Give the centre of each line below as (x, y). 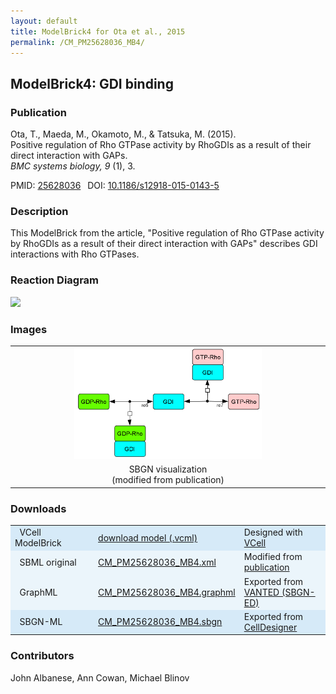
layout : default (44, 21)
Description (39, 211)
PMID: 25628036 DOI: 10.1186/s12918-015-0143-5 (115, 186)
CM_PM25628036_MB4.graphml (167, 592)
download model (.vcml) (148, 537)
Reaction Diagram (55, 280)
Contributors (42, 656)
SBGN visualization (168, 469)
